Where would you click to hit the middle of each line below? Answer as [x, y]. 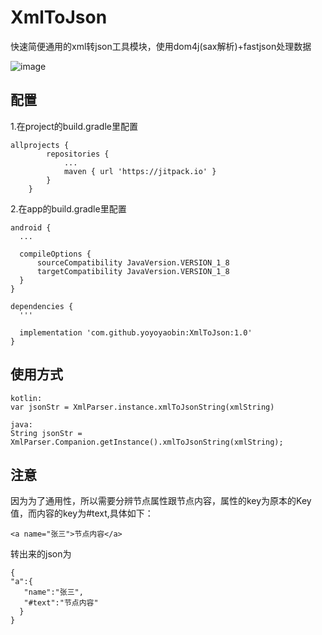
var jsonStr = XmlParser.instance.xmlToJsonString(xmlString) [142, 407]
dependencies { [42, 306]
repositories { [78, 154]
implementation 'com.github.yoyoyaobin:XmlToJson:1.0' [136, 332]
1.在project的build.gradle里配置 [74, 126]
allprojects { [40, 145]
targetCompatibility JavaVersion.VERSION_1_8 [133, 271]
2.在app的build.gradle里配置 [68, 208]
